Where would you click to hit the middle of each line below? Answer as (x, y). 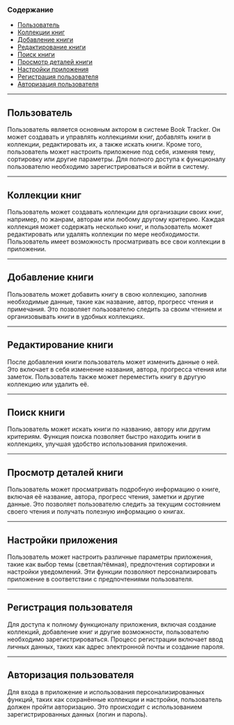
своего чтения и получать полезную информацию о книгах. (96, 511)
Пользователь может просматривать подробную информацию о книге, (114, 489)
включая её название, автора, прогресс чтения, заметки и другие (106, 497)
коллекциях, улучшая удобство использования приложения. (97, 444)
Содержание (31, 10)
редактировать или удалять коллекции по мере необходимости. (104, 234)
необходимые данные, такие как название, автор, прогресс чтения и (110, 301)
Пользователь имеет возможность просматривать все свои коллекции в (116, 241)
